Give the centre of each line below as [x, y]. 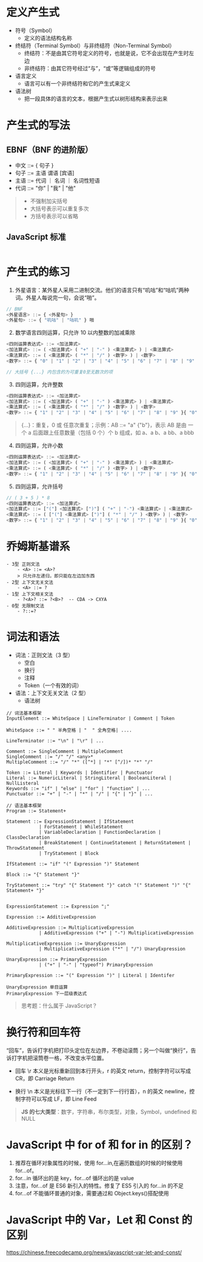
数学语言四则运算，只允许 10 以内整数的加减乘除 [75, 333]
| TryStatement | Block [68, 853]
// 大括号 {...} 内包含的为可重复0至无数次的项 [60, 372]
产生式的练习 [38, 272]
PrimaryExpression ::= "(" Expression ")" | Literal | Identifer [90, 975]
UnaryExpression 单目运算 [37, 987]
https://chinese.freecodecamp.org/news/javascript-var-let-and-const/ [94, 1252]
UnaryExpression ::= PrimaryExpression [57, 959]
